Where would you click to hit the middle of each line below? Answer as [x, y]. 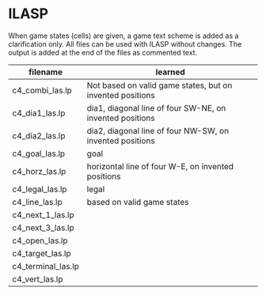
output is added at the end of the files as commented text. [103, 52]
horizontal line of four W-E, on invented [160, 166]
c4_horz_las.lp [39, 171]
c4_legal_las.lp [40, 189]
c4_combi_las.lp [42, 90]
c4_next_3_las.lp [43, 228]
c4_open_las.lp [40, 240]
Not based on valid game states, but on [160, 85]
